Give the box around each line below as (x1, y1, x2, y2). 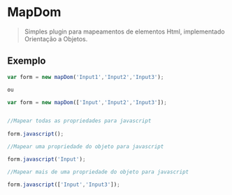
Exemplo (7, 55, 46, 67)
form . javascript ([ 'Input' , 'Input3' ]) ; (7, 181, 120, 188)
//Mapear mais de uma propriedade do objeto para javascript (7, 168, 189, 175)
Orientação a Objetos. (24, 34, 88, 43)
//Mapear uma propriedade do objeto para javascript (7, 143, 164, 150)
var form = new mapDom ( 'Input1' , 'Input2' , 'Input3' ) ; (7, 73, 164, 80)
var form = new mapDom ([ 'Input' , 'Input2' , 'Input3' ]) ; (7, 99, 168, 106)
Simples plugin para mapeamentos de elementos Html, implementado (24, 27, 225, 36)
